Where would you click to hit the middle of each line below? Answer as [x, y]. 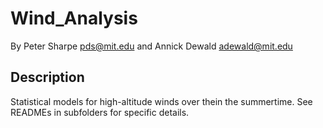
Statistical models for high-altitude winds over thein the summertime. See [161, 101]
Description [47, 77]
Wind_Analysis [74, 18]
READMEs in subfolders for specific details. [100, 112]
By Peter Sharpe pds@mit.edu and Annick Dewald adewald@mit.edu [151, 46]
